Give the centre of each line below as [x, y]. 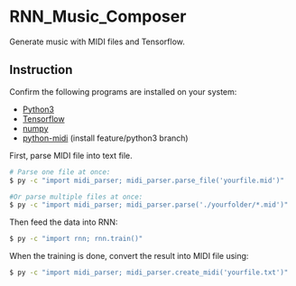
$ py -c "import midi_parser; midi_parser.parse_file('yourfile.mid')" [147, 180]
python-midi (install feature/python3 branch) [105, 138]
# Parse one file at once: [60, 172]
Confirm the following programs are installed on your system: [123, 91]
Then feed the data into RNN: [64, 222]
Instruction [41, 70]
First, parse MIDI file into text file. [71, 155]
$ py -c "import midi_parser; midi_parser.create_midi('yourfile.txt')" [149, 272]
